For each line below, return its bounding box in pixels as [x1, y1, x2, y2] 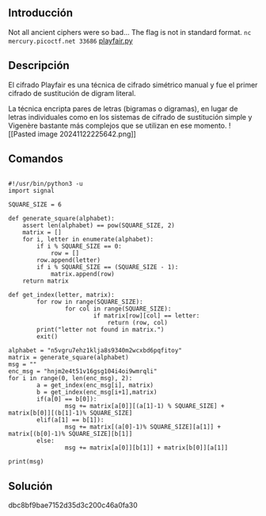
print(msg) [8, 458, 44, 466]
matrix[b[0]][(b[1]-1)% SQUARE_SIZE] [8, 409, 133, 418]
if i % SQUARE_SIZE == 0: [36, 242, 123, 251]
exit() [36, 333, 59, 341]
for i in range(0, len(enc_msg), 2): [8, 375, 133, 383]
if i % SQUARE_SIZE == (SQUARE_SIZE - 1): [36, 264, 179, 271]
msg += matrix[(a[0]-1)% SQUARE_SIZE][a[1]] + [64, 423, 222, 431]
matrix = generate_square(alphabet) [8, 353, 129, 362]
